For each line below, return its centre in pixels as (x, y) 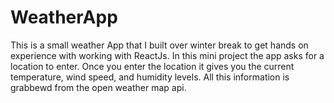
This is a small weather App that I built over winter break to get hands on (159, 45)
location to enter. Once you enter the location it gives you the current (152, 66)
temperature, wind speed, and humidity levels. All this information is (150, 77)
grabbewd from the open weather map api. (98, 87)
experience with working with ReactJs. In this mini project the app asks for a (167, 55)
